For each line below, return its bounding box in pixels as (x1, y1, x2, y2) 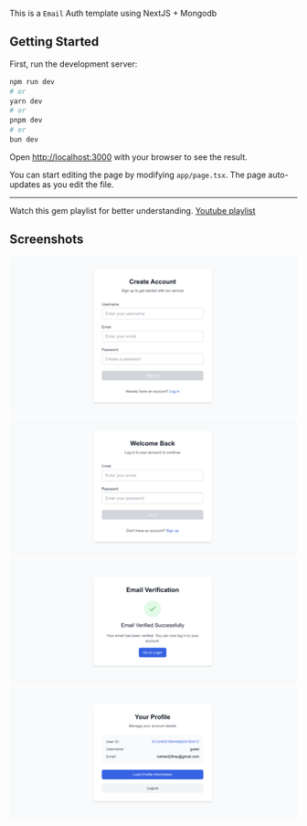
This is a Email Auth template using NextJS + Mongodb (9, 8, 217, 18)
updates (9, 178, 41, 190)
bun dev (9, 135, 39, 144)
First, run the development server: (9, 58, 138, 69)
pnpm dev (9, 116, 43, 125)
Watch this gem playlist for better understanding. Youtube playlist (9, 205, 256, 216)
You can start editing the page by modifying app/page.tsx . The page (9, 169, 267, 180)
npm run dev (9, 77, 55, 86)
